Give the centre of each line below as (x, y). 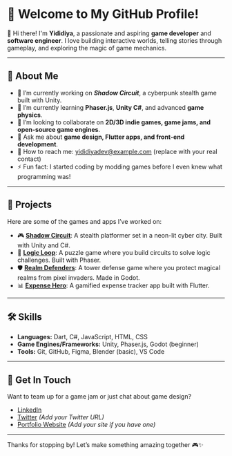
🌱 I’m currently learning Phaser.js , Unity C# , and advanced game (110, 107)
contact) (29, 159)
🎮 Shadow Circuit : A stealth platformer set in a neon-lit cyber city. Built (119, 235)
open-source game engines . (59, 129)
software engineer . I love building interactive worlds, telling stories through (115, 40)
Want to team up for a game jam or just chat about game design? (99, 397)
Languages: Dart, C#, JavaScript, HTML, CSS (83, 337)
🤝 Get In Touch (39, 380)
